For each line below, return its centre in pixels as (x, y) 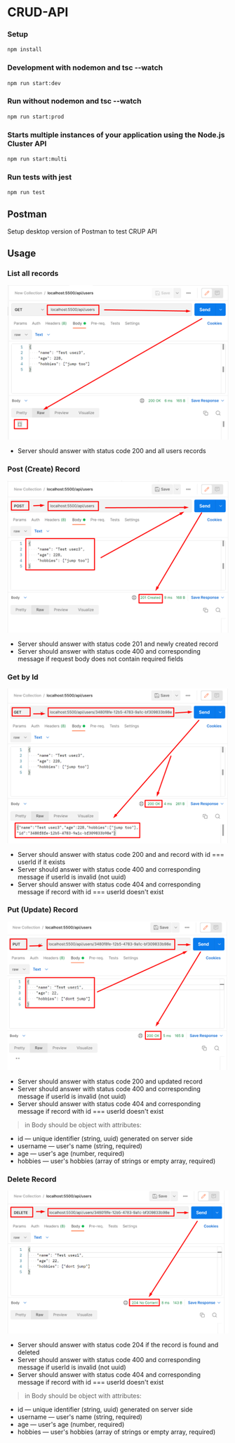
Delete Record (32, 1179)
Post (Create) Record (44, 469)
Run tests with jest (40, 177)
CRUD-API (38, 12)
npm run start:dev (34, 83)
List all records (33, 274)
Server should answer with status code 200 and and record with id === (121, 854)
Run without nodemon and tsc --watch (74, 101)
